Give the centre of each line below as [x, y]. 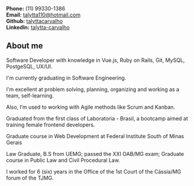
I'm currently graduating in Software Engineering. [66, 78]
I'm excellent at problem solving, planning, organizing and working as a [93, 89]
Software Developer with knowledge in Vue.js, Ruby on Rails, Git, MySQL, [96, 60]
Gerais [14, 142]
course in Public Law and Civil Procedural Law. [63, 160]
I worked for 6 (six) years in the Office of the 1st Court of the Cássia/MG [94, 171]
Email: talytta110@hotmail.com [43, 15]
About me [25, 46]
